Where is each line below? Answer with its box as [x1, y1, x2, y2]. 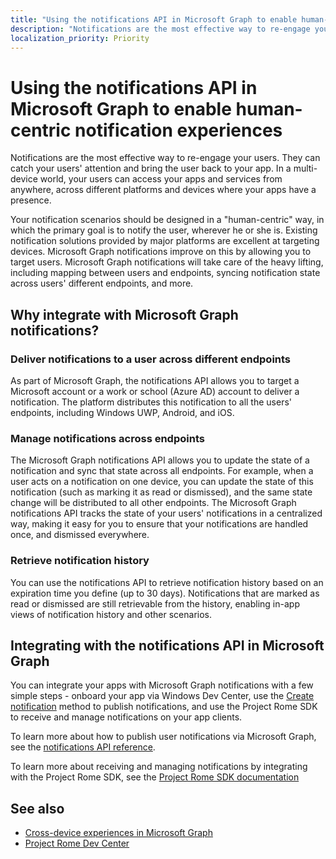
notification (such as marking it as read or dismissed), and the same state [10, 486, 313, 498]
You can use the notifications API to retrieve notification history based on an [10, 576, 324, 588]
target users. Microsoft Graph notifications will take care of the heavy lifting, [10, 256, 324, 268]
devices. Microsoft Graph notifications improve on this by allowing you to [10, 246, 312, 258]
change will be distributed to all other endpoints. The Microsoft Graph [10, 497, 297, 509]
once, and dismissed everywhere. [10, 529, 150, 541]
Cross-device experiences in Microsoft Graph [24, 827, 213, 839]
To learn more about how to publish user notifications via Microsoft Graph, [10, 731, 317, 743]
